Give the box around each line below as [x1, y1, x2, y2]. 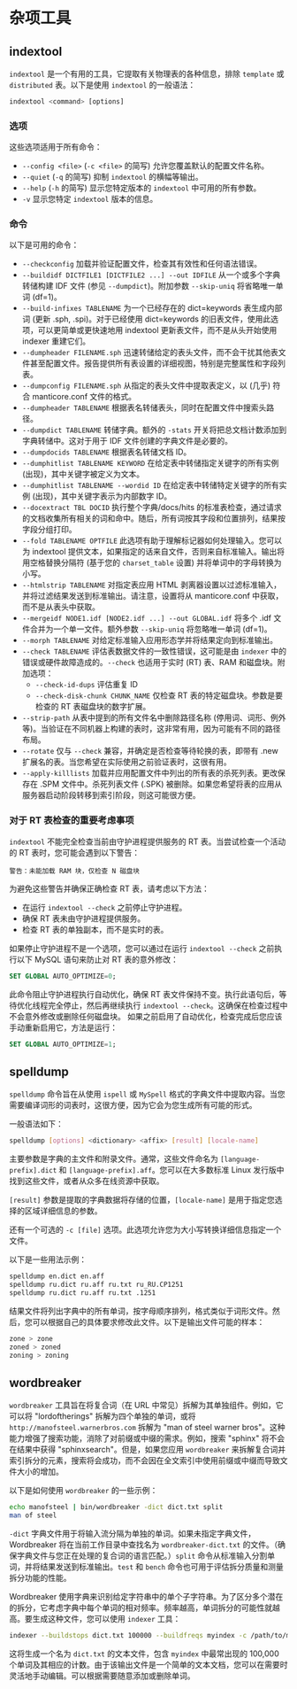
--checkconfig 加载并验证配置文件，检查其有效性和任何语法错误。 [21, 259, 263, 269]
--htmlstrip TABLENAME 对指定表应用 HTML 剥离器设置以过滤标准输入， [21, 579, 281, 590]
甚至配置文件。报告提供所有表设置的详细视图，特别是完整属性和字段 [29, 358, 278, 368]
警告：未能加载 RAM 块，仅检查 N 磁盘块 [9, 866, 140, 875]
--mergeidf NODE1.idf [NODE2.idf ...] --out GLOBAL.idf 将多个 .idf [21, 613, 272, 624]
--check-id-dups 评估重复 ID [34, 679, 139, 690]
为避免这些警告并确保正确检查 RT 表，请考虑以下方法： [9, 883, 209, 894]
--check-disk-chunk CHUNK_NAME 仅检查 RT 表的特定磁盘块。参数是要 [34, 690, 284, 701]
